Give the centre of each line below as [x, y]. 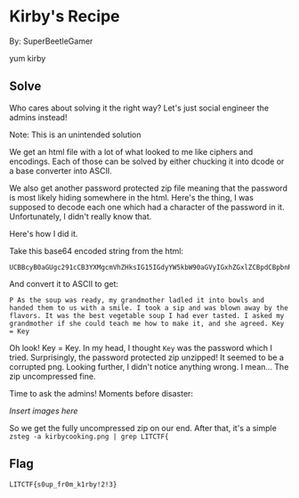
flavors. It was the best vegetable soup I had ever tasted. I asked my [147, 315]
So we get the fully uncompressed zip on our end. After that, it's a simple [143, 428]
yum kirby [28, 58]
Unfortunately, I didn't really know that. [81, 216]
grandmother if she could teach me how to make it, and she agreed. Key [147, 323]
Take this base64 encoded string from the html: [97, 250]
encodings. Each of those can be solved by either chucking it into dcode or [147, 161]
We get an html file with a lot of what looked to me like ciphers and [131, 151]
